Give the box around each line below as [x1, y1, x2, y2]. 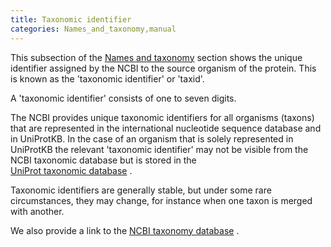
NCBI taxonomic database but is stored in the [10, 154, 197, 166]
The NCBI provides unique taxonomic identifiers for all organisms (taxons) [10, 111, 315, 123]
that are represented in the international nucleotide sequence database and [10, 122, 322, 134]
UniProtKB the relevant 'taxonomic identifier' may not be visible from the [10, 143, 309, 155]
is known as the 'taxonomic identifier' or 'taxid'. [10, 72, 205, 85]
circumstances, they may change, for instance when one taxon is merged [10, 194, 313, 206]
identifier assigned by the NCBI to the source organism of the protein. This [10, 62, 317, 74]
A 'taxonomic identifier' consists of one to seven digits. [10, 92, 237, 104]
